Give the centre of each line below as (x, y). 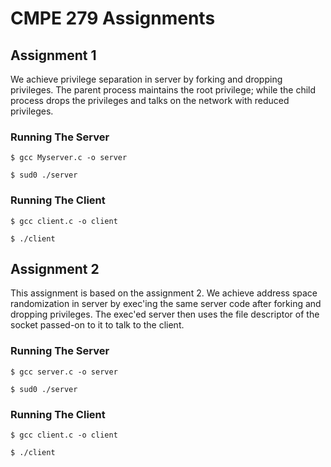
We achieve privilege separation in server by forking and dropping (146, 79)
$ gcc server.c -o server (64, 372)
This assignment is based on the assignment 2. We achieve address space (164, 293)
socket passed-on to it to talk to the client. (97, 325)
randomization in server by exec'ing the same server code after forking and (166, 304)
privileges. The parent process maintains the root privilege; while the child (163, 90)
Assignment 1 (53, 55)
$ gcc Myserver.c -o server (69, 158)
